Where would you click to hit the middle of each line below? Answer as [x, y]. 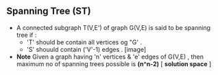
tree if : [26, 35]
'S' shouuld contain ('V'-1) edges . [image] [86, 49]
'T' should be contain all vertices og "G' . [84, 42]
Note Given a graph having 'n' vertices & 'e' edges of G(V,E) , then [110, 57]
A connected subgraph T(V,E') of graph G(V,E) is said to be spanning [113, 27]
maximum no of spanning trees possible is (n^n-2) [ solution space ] [114, 63]
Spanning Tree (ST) [49, 11]
